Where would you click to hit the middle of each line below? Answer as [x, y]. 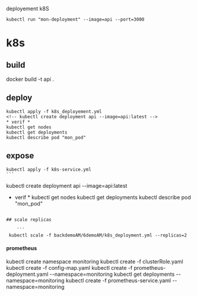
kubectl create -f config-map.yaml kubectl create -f [69, 267]
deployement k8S [28, 9]
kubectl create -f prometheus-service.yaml [118, 280]
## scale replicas [29, 219]
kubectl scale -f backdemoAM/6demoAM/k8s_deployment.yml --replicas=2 [98, 235]
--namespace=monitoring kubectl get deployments [112, 274]
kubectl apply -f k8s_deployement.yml [54, 111]
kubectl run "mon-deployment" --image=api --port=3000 [75, 20]
